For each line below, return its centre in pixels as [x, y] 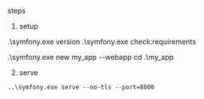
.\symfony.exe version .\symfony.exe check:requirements [102, 42]
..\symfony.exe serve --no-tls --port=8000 [81, 87]
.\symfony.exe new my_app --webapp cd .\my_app [90, 57]
